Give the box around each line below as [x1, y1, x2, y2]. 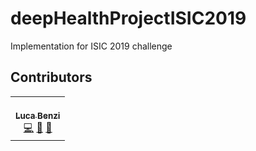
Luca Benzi [15, 110, 61, 121]
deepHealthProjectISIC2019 [10, 7, 247, 30]
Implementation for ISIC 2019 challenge [10, 40, 173, 52]
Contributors [10, 69, 93, 86]
